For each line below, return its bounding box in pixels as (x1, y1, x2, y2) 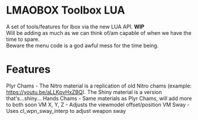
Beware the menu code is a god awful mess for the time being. (6, 42, 159, 49)
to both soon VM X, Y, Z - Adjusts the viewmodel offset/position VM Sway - (6, 101, 190, 108)
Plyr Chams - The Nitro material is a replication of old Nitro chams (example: (6, 82, 192, 89)
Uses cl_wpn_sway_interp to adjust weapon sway (6, 107, 126, 114)
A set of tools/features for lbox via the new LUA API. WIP (6, 23, 145, 30)
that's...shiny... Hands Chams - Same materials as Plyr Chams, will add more (6, 95, 192, 102)
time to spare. (6, 35, 40, 43)
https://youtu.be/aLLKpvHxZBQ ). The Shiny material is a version (6, 88, 163, 95)
